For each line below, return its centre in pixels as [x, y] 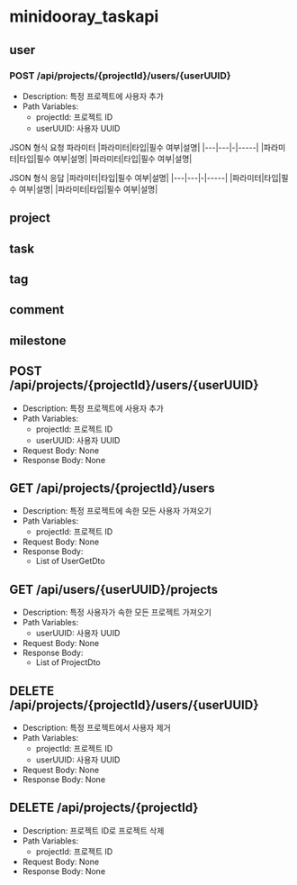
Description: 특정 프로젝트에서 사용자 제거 [96, 728]
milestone [38, 340]
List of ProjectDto [68, 662]
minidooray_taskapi [84, 17]
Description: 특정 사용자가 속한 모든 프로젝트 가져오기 [117, 612]
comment [37, 310]
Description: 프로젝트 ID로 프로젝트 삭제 [93, 830]
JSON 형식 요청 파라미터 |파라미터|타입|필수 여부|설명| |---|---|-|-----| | [136, 147]
